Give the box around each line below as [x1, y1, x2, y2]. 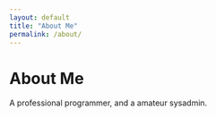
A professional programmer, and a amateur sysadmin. [9, 97, 208, 108]
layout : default [9, 13, 70, 22]
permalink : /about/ [9, 29, 82, 38]
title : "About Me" [9, 21, 78, 30]
